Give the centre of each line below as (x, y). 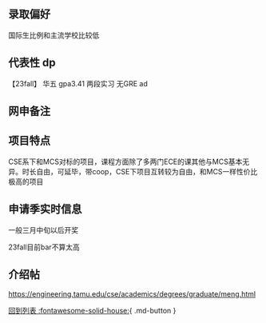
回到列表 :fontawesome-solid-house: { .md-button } (92, 311)
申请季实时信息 (45, 209)
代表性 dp (32, 63)
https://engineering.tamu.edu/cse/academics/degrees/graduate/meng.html (132, 294)
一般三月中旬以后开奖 (43, 229)
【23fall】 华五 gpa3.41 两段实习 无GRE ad (78, 83)
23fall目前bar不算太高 (44, 247)
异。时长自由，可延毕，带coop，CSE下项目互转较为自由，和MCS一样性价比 (133, 171)
